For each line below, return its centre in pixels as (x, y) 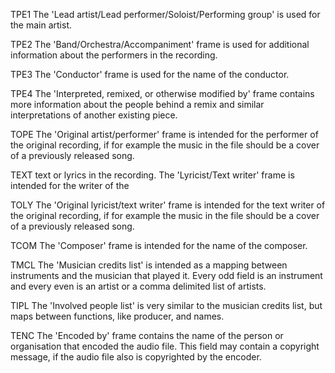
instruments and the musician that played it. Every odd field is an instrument (166, 275)
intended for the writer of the (70, 185)
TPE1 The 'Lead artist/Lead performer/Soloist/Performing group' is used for (165, 14)
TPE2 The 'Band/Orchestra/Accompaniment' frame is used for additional (160, 44)
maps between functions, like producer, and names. (117, 316)
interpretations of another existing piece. (94, 115)
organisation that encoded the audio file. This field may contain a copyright (165, 346)
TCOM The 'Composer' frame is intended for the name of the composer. (159, 245)
